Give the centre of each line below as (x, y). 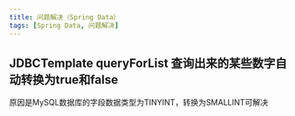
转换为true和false (69, 80)
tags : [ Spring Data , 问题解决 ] (64, 25)
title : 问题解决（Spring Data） (65, 17)
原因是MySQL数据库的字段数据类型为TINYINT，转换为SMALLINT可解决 (139, 103)
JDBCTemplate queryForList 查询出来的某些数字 (142, 63)
